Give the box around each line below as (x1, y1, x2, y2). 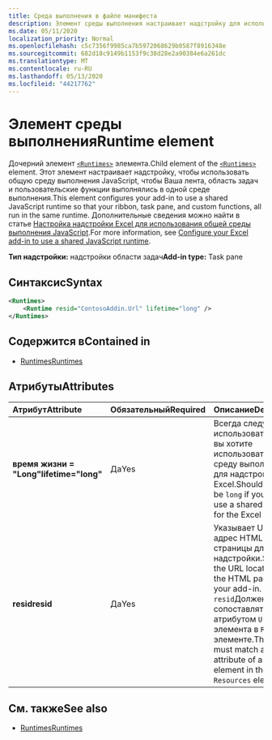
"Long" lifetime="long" (12, 468, 103, 480)
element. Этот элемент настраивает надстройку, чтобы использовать (8, 167, 249, 177)
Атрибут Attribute (12, 403, 83, 415)
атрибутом (213, 613, 257, 625)
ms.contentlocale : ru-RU (8, 65, 92, 73)
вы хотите (213, 437, 253, 449)
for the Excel (213, 509, 261, 520)
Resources (213, 675, 252, 685)
